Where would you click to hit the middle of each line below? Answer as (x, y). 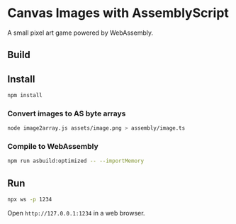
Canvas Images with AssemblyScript (118, 13)
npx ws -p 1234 (30, 200)
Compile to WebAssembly (53, 147)
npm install (25, 96)
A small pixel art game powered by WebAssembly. (80, 33)
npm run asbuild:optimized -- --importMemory (75, 161)
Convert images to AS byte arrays (67, 113)
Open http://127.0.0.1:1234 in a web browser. (76, 213)
